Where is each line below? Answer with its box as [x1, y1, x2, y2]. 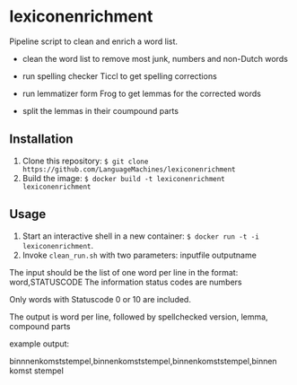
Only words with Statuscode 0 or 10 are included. [9, 293, 191, 304]
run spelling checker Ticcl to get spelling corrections [22, 70, 217, 82]
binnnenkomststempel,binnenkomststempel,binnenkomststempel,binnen [9, 355, 277, 366]
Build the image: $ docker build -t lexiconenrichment [22, 172, 226, 183]
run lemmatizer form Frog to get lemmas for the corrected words [22, 88, 262, 99]
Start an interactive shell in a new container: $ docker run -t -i [22, 231, 260, 241]
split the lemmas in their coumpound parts [22, 105, 179, 116]
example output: [9, 338, 70, 349]
